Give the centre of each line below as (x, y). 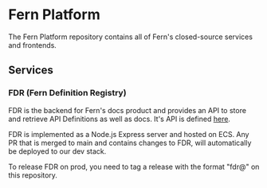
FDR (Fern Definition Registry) (67, 93)
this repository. (33, 175)
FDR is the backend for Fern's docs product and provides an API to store (128, 110)
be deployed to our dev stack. (57, 151)
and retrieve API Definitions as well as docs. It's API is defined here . (120, 119)
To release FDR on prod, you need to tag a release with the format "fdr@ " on (134, 166)
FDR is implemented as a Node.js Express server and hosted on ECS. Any (129, 134)
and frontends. (33, 45)
